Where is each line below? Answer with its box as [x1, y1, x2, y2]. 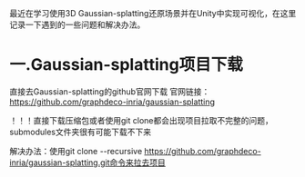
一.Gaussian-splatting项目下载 [9, 54, 243, 75]
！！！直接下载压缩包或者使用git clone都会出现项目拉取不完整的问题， [9, 114, 273, 125]
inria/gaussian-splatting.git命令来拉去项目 [9, 157, 167, 168]
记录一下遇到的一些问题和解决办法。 [9, 19, 146, 30]
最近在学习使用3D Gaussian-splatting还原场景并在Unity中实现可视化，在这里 [9, 8, 297, 18]
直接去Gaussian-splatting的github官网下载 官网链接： [9, 85, 210, 97]
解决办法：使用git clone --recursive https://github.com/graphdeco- [9, 145, 261, 156]
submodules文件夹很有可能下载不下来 [9, 126, 152, 137]
